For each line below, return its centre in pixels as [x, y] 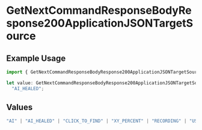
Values [20, 107]
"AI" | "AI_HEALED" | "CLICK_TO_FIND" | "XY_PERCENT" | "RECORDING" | [96, 121]
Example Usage [36, 58]
